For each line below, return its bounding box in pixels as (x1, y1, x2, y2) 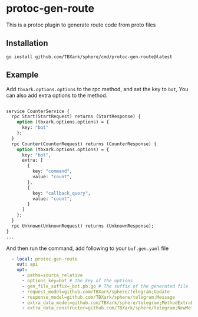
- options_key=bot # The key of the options (21, 278, 133, 284)
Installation (6, 38, 48, 48)
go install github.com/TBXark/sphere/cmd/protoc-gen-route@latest (6, 54, 173, 60)
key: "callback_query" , (32, 190, 91, 196)
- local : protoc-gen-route (11, 256, 78, 262)
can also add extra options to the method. (6, 92, 108, 99)
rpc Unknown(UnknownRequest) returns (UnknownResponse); (11, 223, 154, 229)
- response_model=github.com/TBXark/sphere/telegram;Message (21, 294, 176, 300)
